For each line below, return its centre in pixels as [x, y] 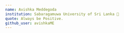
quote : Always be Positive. [34, 18]
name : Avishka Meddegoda [31, 9]
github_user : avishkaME [30, 23]
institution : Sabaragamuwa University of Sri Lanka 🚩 [62, 14]
